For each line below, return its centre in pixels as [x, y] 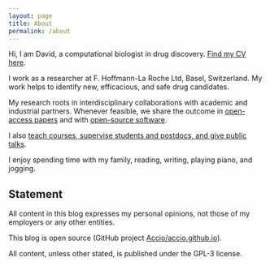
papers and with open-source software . [100, 120]
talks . [17, 144]
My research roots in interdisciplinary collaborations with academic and [128, 103]
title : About [30, 24]
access [20, 120]
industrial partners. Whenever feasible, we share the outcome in [116, 111]
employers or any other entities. [62, 222]
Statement [36, 194]
